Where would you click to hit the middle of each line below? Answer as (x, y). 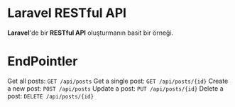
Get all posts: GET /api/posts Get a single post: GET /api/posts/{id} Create (118, 81)
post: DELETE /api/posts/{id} (51, 96)
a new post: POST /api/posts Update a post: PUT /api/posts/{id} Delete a (115, 88)
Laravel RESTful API (67, 13)
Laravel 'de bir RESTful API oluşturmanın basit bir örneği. (91, 33)
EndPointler (43, 61)
